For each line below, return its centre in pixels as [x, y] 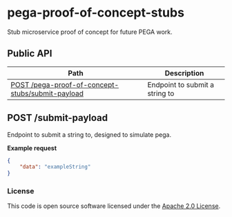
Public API [30, 54]
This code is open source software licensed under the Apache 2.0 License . [114, 206]
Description [184, 73]
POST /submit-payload [58, 118]
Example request [32, 148]
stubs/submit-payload [47, 93]
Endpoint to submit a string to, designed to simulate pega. [89, 134]
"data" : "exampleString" [55, 167]
